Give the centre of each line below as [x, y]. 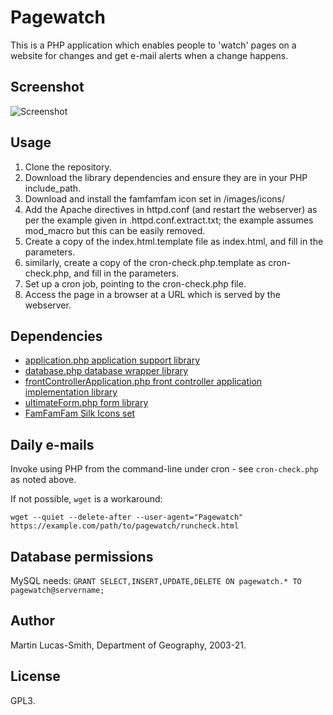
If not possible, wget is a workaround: [86, 499]
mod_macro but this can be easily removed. [115, 230]
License [35, 676]
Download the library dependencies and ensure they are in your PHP [166, 177]
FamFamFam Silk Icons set [80, 413]
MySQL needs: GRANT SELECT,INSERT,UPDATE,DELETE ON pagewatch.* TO [156, 580]
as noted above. [43, 480]
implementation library [71, 392]
